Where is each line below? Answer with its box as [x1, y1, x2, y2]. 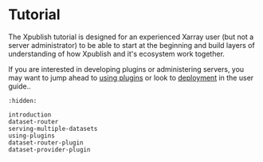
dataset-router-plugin [8, 138, 84, 147]
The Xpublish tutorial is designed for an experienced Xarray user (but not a [8, 32, 254, 41]
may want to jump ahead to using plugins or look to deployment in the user [8, 73, 254, 82]
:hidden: [8, 97, 37, 105]
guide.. [8, 81, 32, 91]
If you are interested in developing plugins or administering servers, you [8, 64, 245, 73]
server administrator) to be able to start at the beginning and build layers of [8, 40, 255, 49]
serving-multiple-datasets [8, 124, 98, 132]
